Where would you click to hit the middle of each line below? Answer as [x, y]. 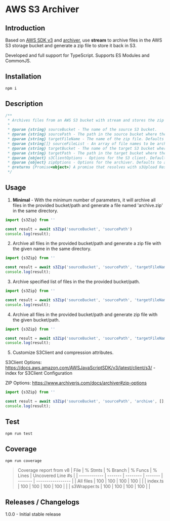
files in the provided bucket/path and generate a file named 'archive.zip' [88, 205]
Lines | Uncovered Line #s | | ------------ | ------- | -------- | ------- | [90, 475]
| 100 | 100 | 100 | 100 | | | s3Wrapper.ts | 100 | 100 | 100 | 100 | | [84, 486]
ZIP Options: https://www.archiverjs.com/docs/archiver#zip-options [76, 383]
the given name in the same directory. [52, 249]
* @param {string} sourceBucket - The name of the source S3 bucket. [82, 130]
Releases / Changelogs [42, 502]
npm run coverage [24, 461]
